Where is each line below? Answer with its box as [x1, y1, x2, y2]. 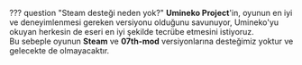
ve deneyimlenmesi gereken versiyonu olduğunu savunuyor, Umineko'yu [9, 17, 279, 28]
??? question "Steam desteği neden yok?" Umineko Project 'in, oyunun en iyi [9, 8, 293, 18]
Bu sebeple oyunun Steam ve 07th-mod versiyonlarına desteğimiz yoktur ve [9, 36, 294, 46]
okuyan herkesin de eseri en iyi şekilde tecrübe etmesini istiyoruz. [9, 27, 254, 37]
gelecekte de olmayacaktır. [9, 45, 110, 56]
